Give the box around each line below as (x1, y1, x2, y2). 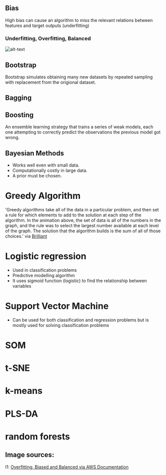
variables (12, 283, 31, 289)
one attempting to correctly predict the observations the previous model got (5, 129, 161, 135)
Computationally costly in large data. (12, 167, 88, 173)
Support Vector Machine (5, 301, 109, 312)
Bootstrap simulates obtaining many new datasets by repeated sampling (5, 74, 153, 80)
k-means (5, 385, 43, 397)
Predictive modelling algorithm (12, 272, 76, 278)
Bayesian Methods (5, 149, 64, 158)
